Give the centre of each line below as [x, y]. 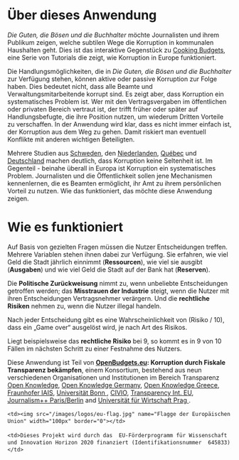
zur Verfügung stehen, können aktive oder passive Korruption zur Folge [112, 79]
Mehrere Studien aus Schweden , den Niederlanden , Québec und [102, 153]
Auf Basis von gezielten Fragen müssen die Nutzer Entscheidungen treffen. [117, 247]
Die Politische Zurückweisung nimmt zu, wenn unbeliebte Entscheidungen [118, 283]
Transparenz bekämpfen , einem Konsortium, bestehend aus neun [105, 370]
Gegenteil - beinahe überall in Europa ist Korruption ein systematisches [112, 168]
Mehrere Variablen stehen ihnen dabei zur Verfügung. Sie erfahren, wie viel [118, 254]
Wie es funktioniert [65, 227]
